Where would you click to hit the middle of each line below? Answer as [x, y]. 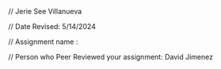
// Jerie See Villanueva [45, 11]
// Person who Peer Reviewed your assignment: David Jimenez [111, 57]
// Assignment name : [43, 42]
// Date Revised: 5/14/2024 [52, 26]
